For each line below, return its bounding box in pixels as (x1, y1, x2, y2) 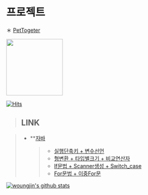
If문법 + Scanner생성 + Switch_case (54, 162, 142, 169)
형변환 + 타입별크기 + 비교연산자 (54, 155, 131, 162)
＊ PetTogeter (6, 26, 41, 34)
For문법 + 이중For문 (54, 170, 101, 177)
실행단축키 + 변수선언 (54, 147, 105, 154)
